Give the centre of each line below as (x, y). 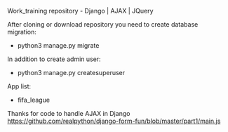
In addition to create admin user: (54, 59)
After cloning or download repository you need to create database (103, 24)
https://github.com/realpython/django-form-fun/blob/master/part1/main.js (114, 121)
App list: (19, 86)
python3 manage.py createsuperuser (71, 73)
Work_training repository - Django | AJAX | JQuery (80, 11)
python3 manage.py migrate (58, 45)
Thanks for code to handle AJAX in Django (69, 113)
